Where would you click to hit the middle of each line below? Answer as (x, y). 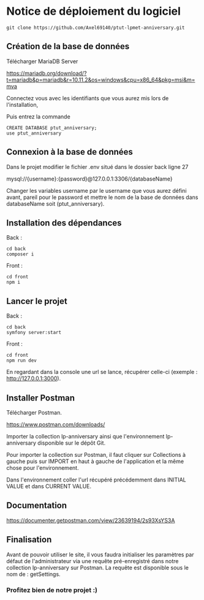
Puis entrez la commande (38, 116)
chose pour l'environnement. (43, 468)
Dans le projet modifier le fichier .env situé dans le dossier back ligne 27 (97, 166)
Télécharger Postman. (34, 412)
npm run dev (21, 360)
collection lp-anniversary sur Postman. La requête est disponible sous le (97, 567)
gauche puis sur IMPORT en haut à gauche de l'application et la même (95, 461)
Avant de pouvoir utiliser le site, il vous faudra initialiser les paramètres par (100, 555)
